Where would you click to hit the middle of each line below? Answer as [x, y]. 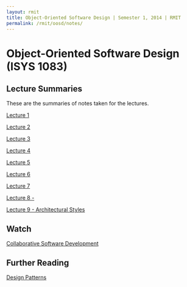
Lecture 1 [18, 115]
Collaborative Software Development [52, 244]
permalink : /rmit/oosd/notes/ [45, 23]
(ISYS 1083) [37, 66]
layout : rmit [23, 12]
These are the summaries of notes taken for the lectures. [78, 104]
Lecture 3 [18, 139]
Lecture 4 [19, 151]
